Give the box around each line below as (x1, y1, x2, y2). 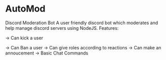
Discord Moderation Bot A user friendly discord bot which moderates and (5, 20, 158, 26)
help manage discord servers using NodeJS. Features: (5, 25, 119, 31)
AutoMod (5, 3, 46, 15)
